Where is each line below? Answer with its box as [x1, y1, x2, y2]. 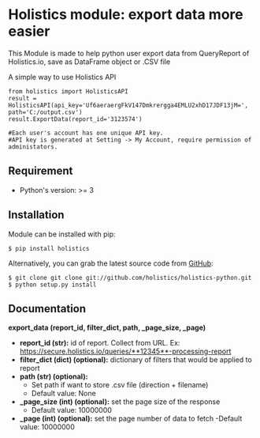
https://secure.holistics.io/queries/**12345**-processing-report [19, 346, 232, 357]
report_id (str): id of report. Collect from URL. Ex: [19, 338, 180, 348]
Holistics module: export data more [8, 6, 243, 24]
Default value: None [31, 389, 96, 398]
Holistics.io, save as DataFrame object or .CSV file [8, 57, 171, 66]
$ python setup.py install [8, 281, 97, 289]
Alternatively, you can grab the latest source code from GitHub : [8, 259, 214, 268]
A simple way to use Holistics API [8, 72, 117, 81]
